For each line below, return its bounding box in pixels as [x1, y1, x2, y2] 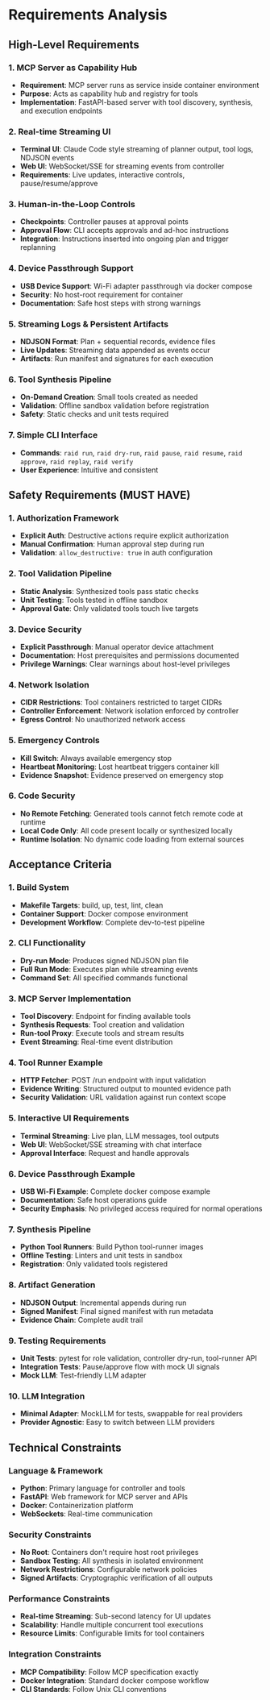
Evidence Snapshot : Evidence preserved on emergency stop [19, 770, 224, 779]
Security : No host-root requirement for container [19, 289, 184, 299]
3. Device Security [8, 623, 82, 634]
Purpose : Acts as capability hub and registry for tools [19, 89, 199, 98]
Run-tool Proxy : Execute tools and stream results [19, 1029, 185, 1038]
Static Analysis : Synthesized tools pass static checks [19, 586, 199, 596]
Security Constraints [8, 1529, 92, 1540]
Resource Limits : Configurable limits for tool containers [19, 1628, 205, 1638]
